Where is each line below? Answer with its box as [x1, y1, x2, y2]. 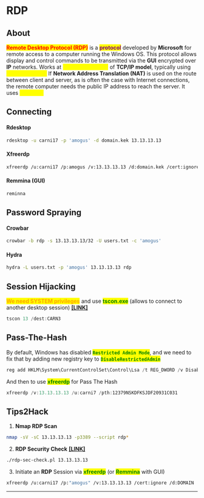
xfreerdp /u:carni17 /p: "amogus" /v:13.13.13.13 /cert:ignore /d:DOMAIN [6, 480, 194, 486]
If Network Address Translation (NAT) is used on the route [48, 70, 197, 77]
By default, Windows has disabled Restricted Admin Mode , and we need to [6, 348, 192, 356]
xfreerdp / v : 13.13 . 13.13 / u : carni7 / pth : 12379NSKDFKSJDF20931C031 [6, 390, 178, 396]
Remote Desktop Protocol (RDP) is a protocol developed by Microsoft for [6, 44, 192, 51]
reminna [6, 190, 26, 196]
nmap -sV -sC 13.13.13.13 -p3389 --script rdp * [6, 434, 129, 441]
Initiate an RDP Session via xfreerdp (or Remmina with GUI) [15, 468, 165, 475]
